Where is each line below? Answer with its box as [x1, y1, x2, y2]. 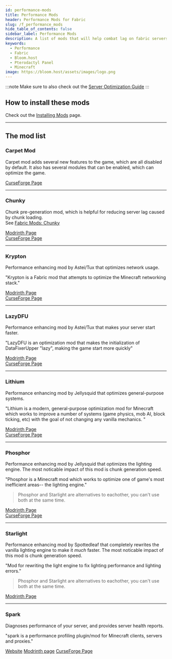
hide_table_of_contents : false [5, 27, 72, 32]
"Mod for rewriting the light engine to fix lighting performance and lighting [5, 563, 161, 569]
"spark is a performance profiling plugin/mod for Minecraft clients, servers [5, 632, 163, 638]
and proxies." [5, 638, 33, 644]
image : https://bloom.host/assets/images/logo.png [5, 70, 116, 75]
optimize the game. [5, 170, 46, 176]
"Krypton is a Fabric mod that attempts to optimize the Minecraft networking [5, 274, 166, 281]
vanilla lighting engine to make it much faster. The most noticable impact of [5, 547, 164, 553]
